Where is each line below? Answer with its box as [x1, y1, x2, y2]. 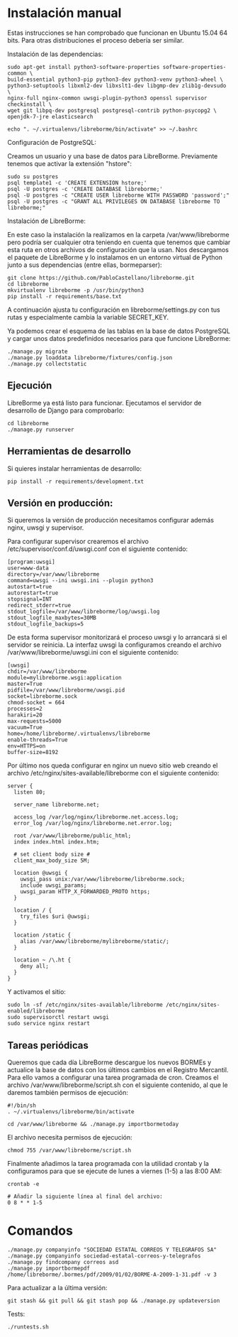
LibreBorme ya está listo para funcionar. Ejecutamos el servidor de [7, 398, 202, 407]
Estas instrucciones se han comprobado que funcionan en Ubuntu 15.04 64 [7, 28, 228, 37]
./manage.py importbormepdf [7, 1265, 91, 1272]
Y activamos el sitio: [7, 988, 66, 996]
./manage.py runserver [7, 426, 74, 433]
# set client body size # [13, 851, 91, 858]
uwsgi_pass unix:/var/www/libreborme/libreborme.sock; [20, 875, 186, 883]
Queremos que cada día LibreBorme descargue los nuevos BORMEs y [7, 1058, 212, 1066]
